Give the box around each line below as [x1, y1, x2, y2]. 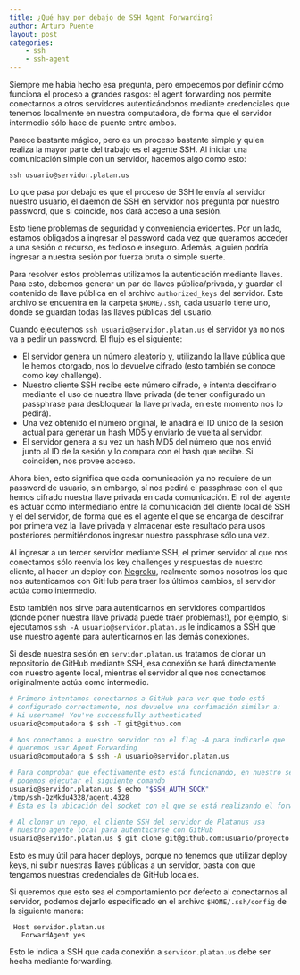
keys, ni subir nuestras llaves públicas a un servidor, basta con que [9, 860, 256, 870]
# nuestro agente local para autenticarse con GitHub [9, 826, 214, 835]
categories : [9, 38, 54, 47]
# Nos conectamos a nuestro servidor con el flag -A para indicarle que [9, 735, 286, 744]
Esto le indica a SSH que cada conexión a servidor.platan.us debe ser [9, 946, 271, 957]
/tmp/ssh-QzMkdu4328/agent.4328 [9, 793, 129, 801]
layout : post [9, 30, 58, 38]
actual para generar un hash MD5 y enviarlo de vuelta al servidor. [21, 427, 263, 437]
